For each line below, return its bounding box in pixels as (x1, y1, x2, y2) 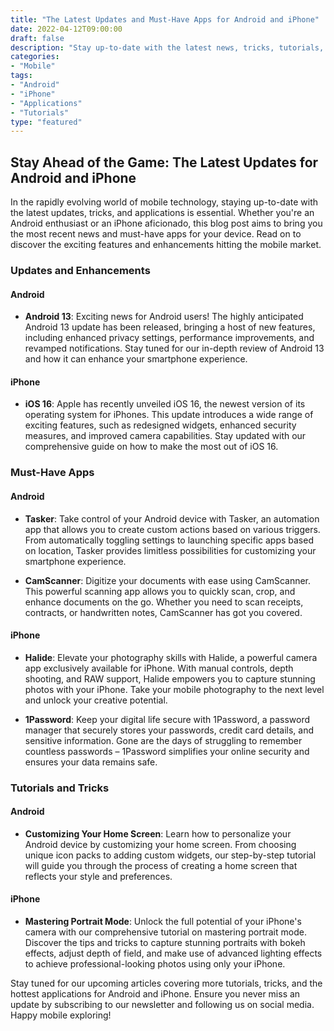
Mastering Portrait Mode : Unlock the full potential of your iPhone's (24, 916, 302, 928)
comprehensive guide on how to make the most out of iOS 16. (24, 441, 279, 453)
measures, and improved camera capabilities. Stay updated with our (24, 430, 307, 442)
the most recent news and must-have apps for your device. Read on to (10, 228, 302, 240)
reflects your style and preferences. (24, 870, 173, 882)
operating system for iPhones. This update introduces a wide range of (24, 409, 314, 421)
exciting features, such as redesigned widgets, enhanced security (24, 419, 297, 431)
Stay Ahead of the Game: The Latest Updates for (10, 154, 319, 171)
